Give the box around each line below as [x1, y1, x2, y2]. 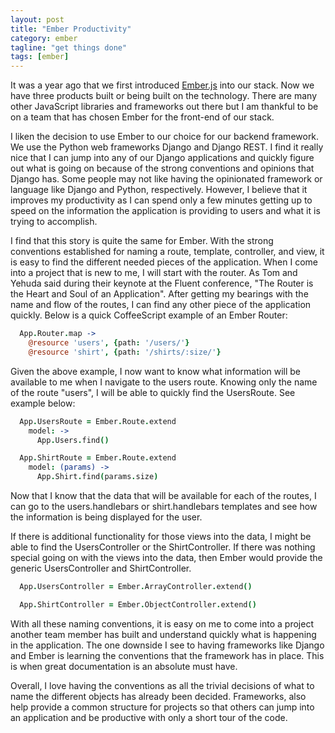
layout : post [10, 14, 65, 25]
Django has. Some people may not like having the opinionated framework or [10, 173, 323, 185]
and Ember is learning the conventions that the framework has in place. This [10, 649, 325, 661]
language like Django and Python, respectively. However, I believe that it [10, 184, 308, 196]
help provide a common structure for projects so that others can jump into [10, 701, 315, 713]
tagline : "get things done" [10, 42, 128, 53]
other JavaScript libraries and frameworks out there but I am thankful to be [10, 101, 319, 113]
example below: [10, 397, 76, 409]
